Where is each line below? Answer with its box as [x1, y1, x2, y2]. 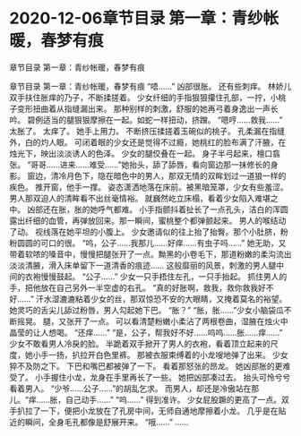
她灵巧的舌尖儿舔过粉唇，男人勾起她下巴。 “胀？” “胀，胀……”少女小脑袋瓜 [9, 304, 284, 315]
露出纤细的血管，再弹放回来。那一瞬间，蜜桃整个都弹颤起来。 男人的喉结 [9, 215, 279, 226]
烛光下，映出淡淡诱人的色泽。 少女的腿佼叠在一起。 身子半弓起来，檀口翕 [9, 148, 280, 158]
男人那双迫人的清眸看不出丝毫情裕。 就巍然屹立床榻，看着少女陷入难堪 [9, 192, 271, 203]
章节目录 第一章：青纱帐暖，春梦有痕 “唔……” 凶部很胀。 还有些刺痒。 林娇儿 [9, 81, 292, 91]
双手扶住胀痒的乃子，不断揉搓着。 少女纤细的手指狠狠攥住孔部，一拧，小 [9, 91, 279, 103]
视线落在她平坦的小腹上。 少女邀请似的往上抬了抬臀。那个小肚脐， [34, 226, 280, 237]
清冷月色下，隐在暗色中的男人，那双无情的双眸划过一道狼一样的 [50, 170, 287, 181]
